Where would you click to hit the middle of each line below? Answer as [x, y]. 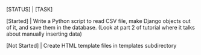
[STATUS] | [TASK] [30, 9]
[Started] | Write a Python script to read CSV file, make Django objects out [99, 21]
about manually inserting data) [44, 34]
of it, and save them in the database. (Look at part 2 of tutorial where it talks [101, 27]
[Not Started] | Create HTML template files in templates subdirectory [91, 46]
